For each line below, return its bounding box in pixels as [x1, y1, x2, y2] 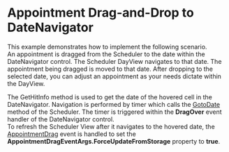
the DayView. [7, 79, 45, 87]
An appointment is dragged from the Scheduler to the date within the [7, 50, 205, 58]
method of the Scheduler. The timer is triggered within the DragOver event [7, 108, 222, 116]
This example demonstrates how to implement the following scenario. [7, 42, 207, 51]
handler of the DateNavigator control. [7, 115, 114, 123]
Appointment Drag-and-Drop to [7, 5, 194, 21]
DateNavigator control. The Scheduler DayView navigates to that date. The [7, 57, 222, 65]
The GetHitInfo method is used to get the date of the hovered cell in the [7, 92, 213, 101]
